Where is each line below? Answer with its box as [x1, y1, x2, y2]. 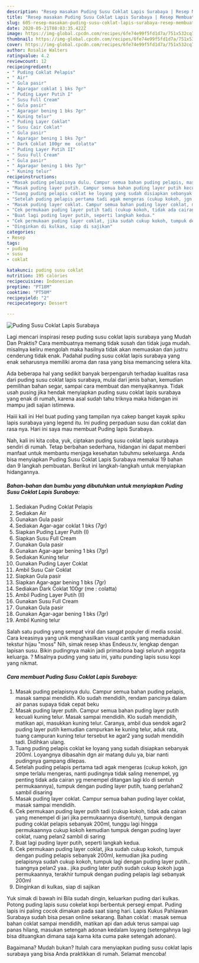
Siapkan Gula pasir [15, 572, 61, 580]
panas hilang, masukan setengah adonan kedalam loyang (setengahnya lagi [6, 926, 191, 933]
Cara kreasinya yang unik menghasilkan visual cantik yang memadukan [6, 635, 181, 642]
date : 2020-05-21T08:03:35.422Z [6, 25, 86, 31]
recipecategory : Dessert [6, 300, 68, 306]
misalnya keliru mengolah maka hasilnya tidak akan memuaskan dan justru [6, 346, 188, 353]
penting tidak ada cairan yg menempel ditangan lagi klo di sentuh [15, 776, 174, 783]
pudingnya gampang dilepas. [15, 757, 86, 764]
